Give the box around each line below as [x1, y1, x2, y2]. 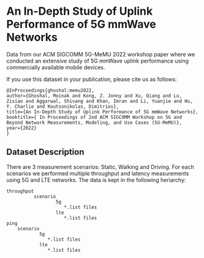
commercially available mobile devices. [6, 63, 105, 71]
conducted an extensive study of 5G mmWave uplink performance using [6, 57, 189, 64]
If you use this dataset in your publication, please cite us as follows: [6, 75, 177, 83]
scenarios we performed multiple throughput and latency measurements [6, 170, 189, 177]
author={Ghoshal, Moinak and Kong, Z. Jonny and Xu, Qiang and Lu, [6, 93, 183, 99]
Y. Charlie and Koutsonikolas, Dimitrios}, [6, 103, 119, 110]
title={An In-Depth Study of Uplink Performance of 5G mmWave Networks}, [6, 108, 199, 115]
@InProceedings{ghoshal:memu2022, [6, 87, 95, 93]
